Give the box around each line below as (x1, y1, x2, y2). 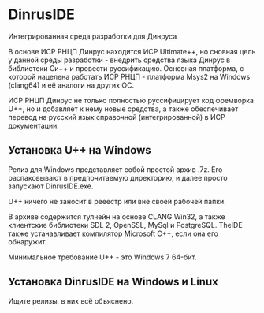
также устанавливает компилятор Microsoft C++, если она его (8, 229, 219, 238)
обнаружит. (8, 237, 47, 246)
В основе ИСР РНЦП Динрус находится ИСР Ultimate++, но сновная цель (8, 47, 256, 56)
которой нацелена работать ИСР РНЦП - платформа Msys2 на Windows (8, 72, 251, 81)
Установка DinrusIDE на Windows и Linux (8, 275, 218, 289)
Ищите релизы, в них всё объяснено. (8, 296, 134, 305)
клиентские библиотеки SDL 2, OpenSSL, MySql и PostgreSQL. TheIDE (8, 220, 243, 229)
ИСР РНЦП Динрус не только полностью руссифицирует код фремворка (8, 95, 255, 105)
